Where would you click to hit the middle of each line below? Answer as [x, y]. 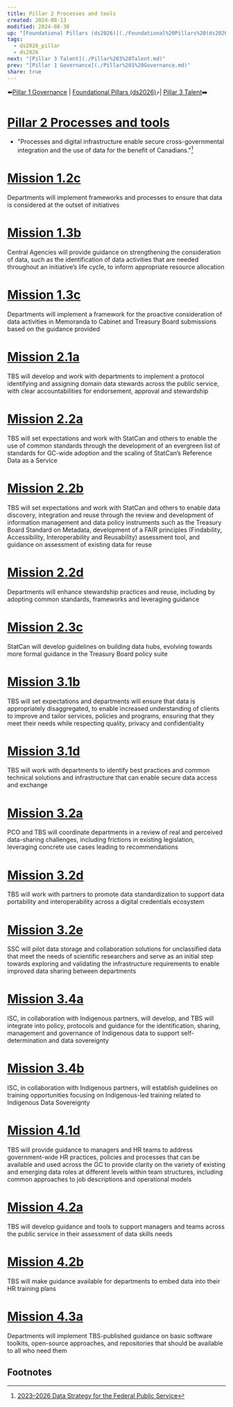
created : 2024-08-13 [37, 20]
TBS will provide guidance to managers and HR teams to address [100, 1150]
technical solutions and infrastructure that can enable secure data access [112, 777]
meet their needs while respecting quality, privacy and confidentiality [106, 723]
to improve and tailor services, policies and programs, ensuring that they [111, 716]
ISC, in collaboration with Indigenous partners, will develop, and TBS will [111, 1018]
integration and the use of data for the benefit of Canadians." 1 [105, 150]
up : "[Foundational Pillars [48, 33]
